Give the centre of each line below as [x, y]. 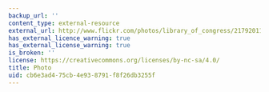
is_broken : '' [32, 53]
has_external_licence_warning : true [69, 38]
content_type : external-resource [64, 23]
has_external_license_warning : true [69, 46]
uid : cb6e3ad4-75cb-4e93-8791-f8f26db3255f [82, 75]
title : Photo [30, 68]
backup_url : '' [34, 16]
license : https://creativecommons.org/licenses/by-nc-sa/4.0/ [114, 61]
